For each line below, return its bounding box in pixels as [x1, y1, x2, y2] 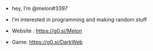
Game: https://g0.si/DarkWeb [11, 39, 83, 45]
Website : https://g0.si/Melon [11, 27, 82, 34]
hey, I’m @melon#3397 [11, 5, 68, 12]
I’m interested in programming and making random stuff [11, 16, 147, 23]
